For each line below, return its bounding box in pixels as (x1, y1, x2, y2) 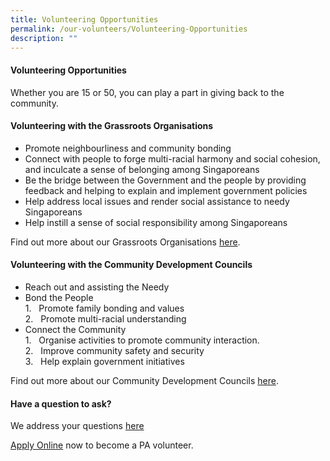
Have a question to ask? (10, 397, 112, 410)
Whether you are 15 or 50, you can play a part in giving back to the (10, 86, 285, 98)
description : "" (10, 33, 78, 43)
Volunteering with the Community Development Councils (10, 259, 253, 271)
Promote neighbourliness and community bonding (24, 142, 232, 154)
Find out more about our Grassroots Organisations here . (10, 236, 241, 248)
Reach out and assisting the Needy (24, 281, 170, 293)
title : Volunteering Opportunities (10, 14, 159, 25)
